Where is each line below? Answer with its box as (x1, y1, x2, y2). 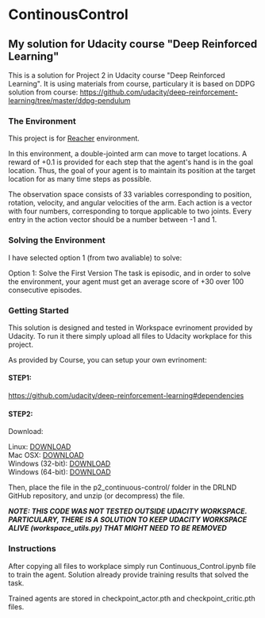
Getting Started (8, 305, 69, 316)
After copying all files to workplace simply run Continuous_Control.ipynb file (8, 561, 256, 570)
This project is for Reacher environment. (8, 133, 140, 144)
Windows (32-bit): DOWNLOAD (8, 459, 111, 469)
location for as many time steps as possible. (8, 175, 152, 184)
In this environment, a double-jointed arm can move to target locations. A (8, 149, 248, 159)
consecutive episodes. (8, 285, 83, 294)
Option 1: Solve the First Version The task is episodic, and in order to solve (8, 268, 252, 278)
